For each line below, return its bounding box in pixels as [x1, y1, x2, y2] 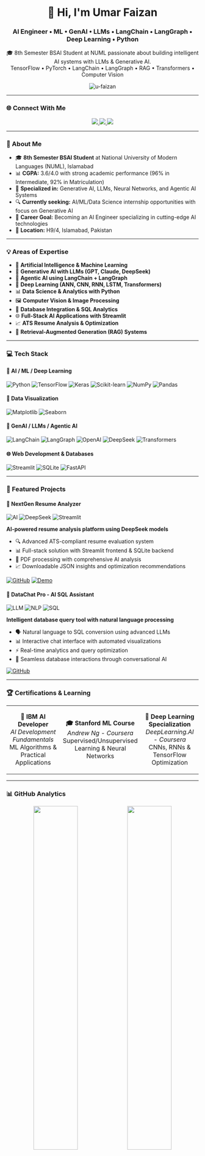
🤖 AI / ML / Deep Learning [6, 367, 72, 374]
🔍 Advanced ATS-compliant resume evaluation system [15, 538, 154, 545]
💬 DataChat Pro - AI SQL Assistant [6, 590, 95, 598]
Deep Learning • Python [66, 35, 139, 43]
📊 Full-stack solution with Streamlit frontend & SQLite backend [15, 547, 174, 554]
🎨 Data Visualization [6, 395, 59, 402]
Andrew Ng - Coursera [67, 729, 134, 738]
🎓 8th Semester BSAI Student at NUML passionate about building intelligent [6, 49, 199, 57]
